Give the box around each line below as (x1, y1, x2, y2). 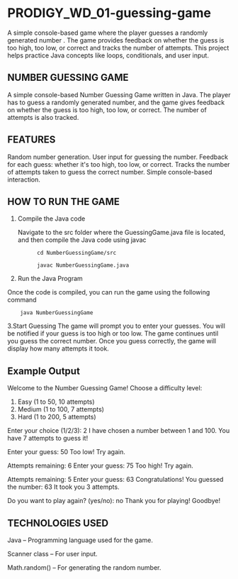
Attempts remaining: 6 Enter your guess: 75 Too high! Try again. (7, 461, 193, 470)
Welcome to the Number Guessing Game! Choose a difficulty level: (7, 384, 203, 392)
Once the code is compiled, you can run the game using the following (7, 288, 210, 297)
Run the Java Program (17, 275, 83, 283)
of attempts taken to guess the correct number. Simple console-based (7, 167, 212, 176)
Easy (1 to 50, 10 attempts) (17, 397, 95, 406)
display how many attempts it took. (7, 344, 110, 353)
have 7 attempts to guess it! (7, 434, 89, 443)
